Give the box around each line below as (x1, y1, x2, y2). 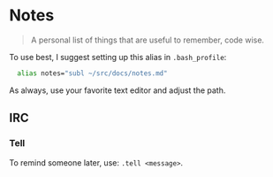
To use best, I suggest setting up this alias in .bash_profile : (9, 51, 227, 62)
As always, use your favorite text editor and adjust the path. (9, 85, 226, 96)
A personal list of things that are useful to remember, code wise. (30, 35, 265, 45)
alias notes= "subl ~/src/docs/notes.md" (17, 68, 168, 78)
